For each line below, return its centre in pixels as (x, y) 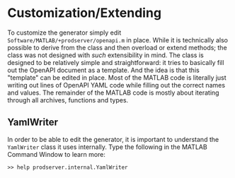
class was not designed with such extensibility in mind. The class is (105, 55)
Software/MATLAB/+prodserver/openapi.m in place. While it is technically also (118, 40)
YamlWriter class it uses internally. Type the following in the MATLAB (107, 147)
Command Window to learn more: (57, 154)
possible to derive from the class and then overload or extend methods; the (117, 47)
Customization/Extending (84, 13)
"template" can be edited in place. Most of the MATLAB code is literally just (117, 77)
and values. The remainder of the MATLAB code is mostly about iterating (113, 93)
